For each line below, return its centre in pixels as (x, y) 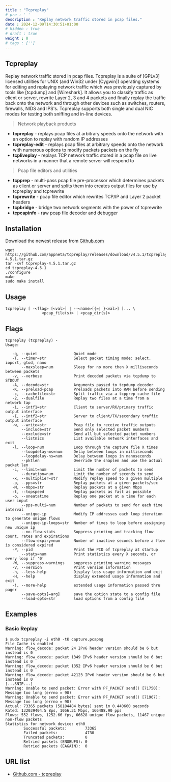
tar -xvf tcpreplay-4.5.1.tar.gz (41, 264)
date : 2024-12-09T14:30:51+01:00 (42, 24)
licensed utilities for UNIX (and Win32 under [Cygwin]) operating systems (82, 81)
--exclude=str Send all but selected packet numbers (89, 434)
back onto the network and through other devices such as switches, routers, (85, 103)
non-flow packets (24, 719)
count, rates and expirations (37, 536)
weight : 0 (17, 39)
